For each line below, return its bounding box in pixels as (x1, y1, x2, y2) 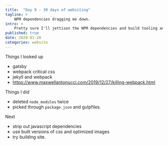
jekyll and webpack (12, 73, 52, 80)
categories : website (5, 40, 48, 45)
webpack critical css (12, 68, 55, 74)
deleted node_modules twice (12, 98, 69, 104)
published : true (5, 30, 39, 35)
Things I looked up (5, 53, 43, 59)
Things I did (5, 88, 30, 95)
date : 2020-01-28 (5, 35, 41, 40)
